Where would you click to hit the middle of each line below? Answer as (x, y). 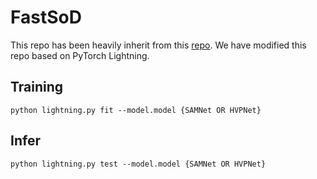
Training (37, 87)
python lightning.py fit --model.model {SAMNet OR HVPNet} (136, 110)
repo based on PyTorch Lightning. (80, 55)
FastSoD (46, 17)
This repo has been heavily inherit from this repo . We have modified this (158, 45)
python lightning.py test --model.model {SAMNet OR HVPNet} (138, 164)
